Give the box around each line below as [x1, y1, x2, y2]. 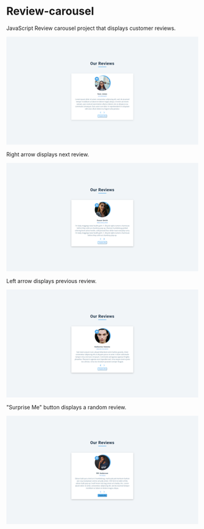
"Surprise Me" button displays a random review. [6, 404, 127, 411]
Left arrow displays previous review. [6, 277, 97, 284]
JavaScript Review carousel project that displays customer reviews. [6, 24, 176, 32]
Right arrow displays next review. [6, 151, 90, 158]
